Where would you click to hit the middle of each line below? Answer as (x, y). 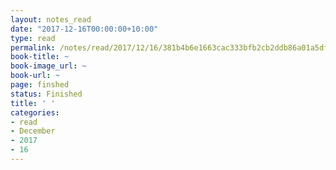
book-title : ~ (40, 57)
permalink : (33, 47)
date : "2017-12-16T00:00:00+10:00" (84, 29)
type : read (33, 38)
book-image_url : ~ (48, 66)
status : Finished (46, 94)
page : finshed (40, 85)
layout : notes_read (51, 19)
